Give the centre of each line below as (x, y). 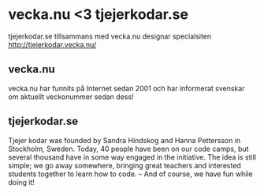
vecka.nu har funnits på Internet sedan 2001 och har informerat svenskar (126, 88)
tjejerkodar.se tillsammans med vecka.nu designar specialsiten (110, 36)
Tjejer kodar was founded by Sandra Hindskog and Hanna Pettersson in (125, 140)
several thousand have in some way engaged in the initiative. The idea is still (132, 157)
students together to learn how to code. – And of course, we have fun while (131, 174)
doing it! (22, 182)
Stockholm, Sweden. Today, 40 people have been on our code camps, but (128, 149)
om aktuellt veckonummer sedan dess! (71, 97)
